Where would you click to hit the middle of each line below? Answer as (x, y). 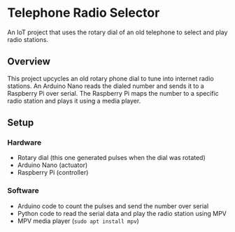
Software (23, 191)
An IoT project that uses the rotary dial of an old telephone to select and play (117, 32)
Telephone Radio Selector (84, 13)
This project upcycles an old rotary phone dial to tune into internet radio (111, 78)
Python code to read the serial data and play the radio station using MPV (122, 213)
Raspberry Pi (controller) (53, 173)
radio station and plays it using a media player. (74, 101)
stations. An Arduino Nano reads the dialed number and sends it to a (106, 86)
